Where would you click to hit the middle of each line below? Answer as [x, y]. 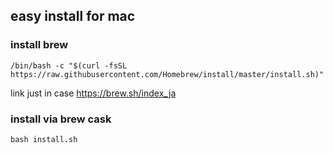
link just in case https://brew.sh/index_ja [93, 93]
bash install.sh [44, 139]
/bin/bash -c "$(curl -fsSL [69, 65]
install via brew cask [61, 119]
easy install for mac [73, 16]
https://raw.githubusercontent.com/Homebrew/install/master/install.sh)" [167, 74]
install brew [39, 45]
